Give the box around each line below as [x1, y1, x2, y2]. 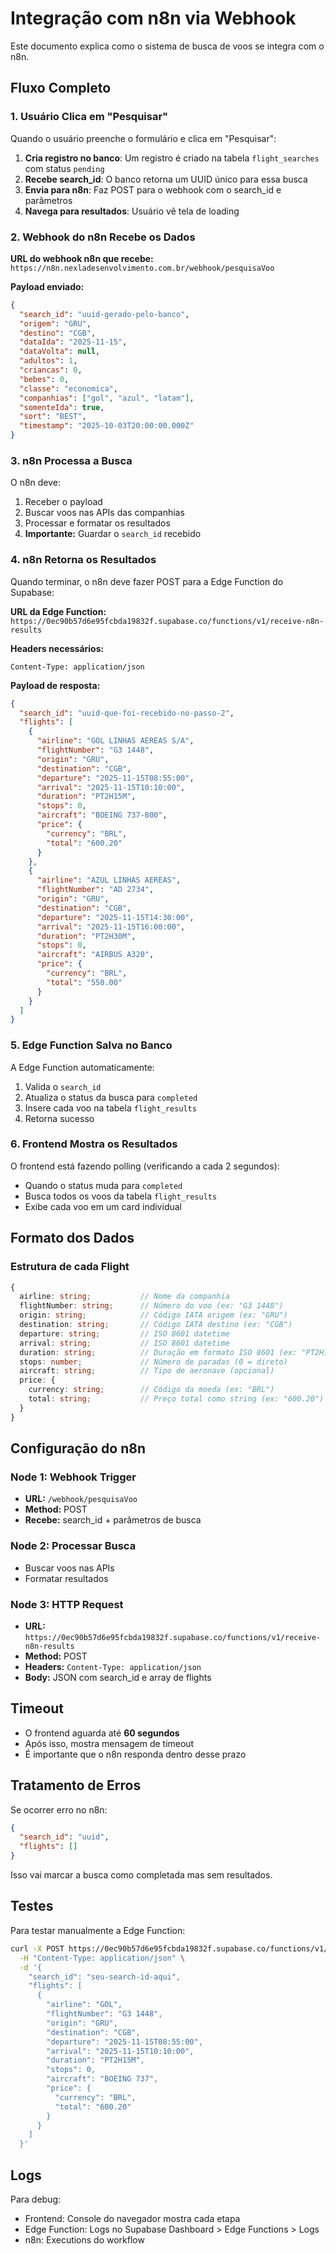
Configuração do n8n [10, 1440, 147, 1457]
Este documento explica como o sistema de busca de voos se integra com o [10, 40, 325, 52]
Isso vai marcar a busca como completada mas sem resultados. [10, 1869, 273, 1881]
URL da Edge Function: [10, 605, 107, 617]
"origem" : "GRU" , [19, 318, 92, 329]
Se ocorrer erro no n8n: [10, 1803, 108, 1816]
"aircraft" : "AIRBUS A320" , [36, 950, 155, 960]
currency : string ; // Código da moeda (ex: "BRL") [28, 1385, 275, 1395]
